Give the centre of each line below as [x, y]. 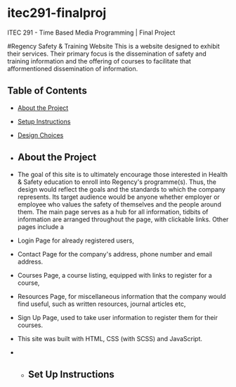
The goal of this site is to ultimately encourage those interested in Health [123, 174]
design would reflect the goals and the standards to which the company [122, 189]
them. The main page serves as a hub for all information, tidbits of [113, 211]
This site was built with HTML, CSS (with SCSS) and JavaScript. [110, 338]
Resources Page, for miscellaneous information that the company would [122, 296]
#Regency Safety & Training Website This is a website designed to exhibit [113, 46]
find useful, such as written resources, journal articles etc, [101, 304]
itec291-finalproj [57, 13]
